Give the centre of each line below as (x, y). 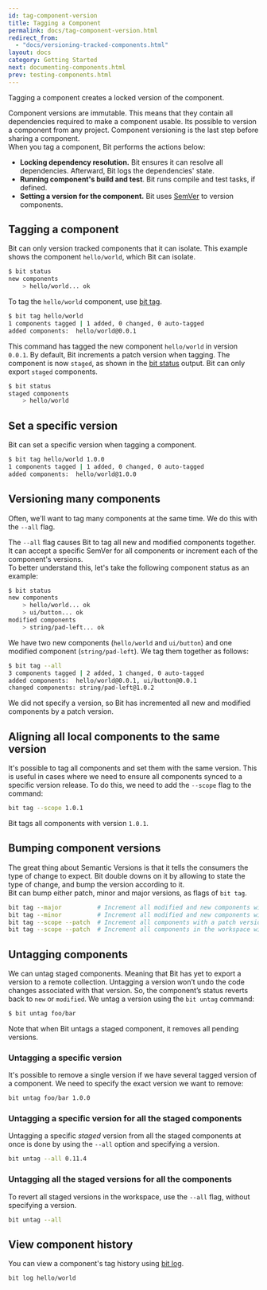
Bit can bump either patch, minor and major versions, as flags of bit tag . (128, 893)
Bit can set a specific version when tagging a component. (103, 445)
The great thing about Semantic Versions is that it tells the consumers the (128, 867)
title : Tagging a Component (55, 23)
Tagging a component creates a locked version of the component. (116, 97)
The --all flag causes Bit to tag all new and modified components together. (132, 542)
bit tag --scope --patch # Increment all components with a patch (122, 922)
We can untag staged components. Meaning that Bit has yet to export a (125, 974)
